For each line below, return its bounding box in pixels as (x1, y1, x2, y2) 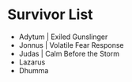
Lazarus (18, 57, 46, 67)
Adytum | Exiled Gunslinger (18, 32, 108, 41)
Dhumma (18, 65, 49, 75)
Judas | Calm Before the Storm (18, 49, 120, 58)
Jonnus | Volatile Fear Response (18, 40, 124, 49)
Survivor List (7, 6, 93, 24)
